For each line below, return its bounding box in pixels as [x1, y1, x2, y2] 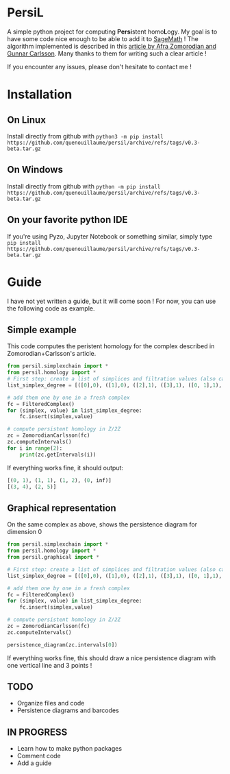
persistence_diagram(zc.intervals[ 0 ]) [7, 641, 118, 649]
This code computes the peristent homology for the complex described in [7, 342, 215, 350]
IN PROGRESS [7, 726, 68, 738]
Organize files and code [16, 699, 85, 708]
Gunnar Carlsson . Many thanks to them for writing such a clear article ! [7, 49, 207, 58]
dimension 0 [7, 528, 42, 536]
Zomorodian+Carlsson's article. [7, 350, 97, 358]
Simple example [7, 324, 77, 335]
